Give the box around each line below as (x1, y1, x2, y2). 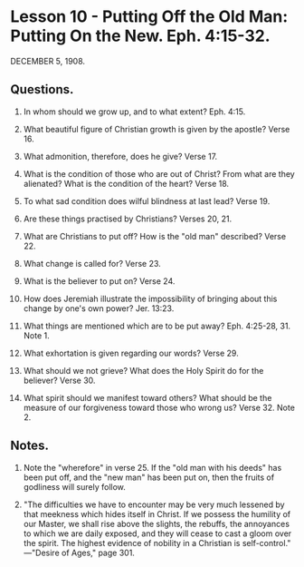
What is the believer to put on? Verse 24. (23, 275, 176, 287)
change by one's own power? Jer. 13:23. (23, 302, 175, 314)
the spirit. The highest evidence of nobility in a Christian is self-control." (23, 537, 291, 548)
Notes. (10, 438, 49, 454)
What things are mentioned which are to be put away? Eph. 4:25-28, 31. (23, 320, 291, 331)
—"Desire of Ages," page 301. (23, 547, 135, 558)
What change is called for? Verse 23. (23, 258, 161, 269)
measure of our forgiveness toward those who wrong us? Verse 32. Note (23, 402, 295, 413)
